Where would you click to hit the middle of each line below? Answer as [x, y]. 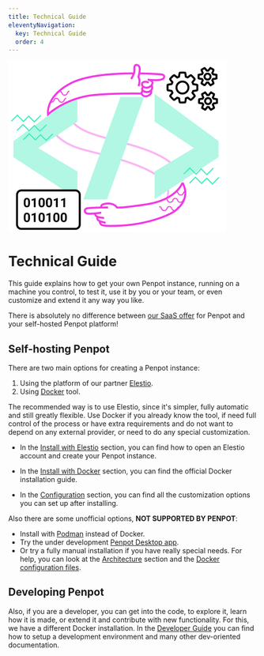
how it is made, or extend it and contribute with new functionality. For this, [129, 620]
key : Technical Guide [51, 33]
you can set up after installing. [69, 503]
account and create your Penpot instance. [88, 456]
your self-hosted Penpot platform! [63, 324]
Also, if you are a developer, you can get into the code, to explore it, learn [128, 611]
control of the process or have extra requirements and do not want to [121, 424]
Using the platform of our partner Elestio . [87, 383]
